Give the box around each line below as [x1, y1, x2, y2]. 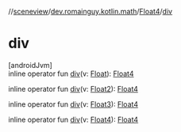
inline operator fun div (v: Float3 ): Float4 [8, 99, 139, 109]
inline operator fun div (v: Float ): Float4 [8, 69, 134, 78]
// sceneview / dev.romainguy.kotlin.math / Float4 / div [8, 7, 173, 16]
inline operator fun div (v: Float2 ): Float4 [8, 84, 139, 93]
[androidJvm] [8, 60, 53, 70]
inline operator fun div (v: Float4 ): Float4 [8, 115, 139, 124]
